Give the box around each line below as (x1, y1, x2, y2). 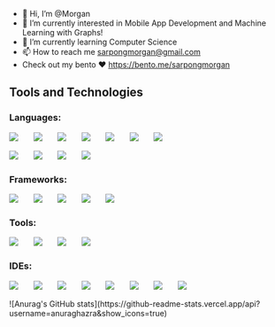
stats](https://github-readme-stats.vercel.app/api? (76, 298, 261, 309)
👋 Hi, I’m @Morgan (21, 9, 91, 19)
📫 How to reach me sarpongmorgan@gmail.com (21, 47, 201, 57)
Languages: (9, 112, 62, 124)
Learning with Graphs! (21, 27, 103, 37)
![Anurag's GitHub (9, 298, 75, 309)
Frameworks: (9, 173, 68, 185)
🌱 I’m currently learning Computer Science (21, 36, 178, 47)
